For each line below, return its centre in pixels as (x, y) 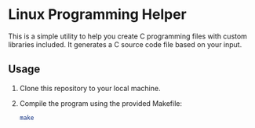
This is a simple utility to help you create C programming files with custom (127, 36)
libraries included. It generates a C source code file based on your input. (125, 44)
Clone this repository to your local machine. (90, 88)
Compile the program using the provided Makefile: (101, 103)
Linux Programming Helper (97, 15)
